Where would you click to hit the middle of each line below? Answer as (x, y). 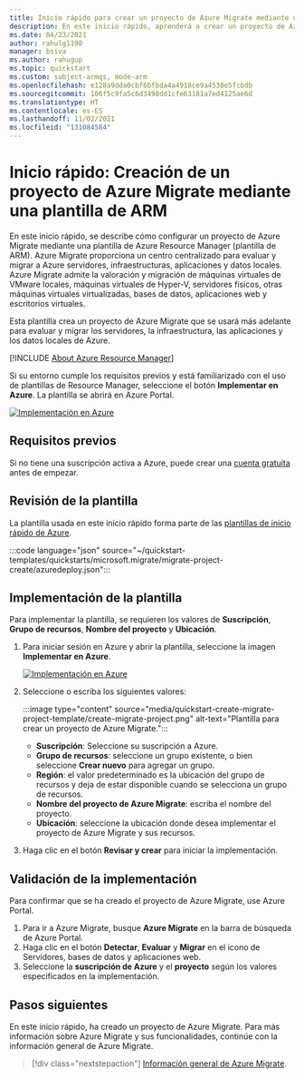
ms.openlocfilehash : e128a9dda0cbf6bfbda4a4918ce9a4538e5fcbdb (131, 85)
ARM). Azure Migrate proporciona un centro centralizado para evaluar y (143, 255)
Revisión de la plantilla (74, 501)
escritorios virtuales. (47, 303)
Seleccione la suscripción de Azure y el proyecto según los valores (150, 966)
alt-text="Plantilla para (237, 719)
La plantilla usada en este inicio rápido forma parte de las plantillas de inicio (150, 523)
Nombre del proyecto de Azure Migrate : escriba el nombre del (153, 804)
